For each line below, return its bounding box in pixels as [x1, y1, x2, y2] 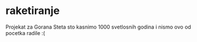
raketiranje [5, 4, 60, 17]
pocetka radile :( [5, 29, 45, 36]
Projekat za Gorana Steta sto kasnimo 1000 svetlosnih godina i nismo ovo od [5, 23, 191, 30]
